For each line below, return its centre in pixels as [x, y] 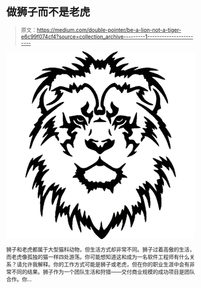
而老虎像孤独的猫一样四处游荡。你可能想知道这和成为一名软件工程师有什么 [98, 256]
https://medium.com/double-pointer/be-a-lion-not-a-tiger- [109, 30]
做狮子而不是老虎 [48, 12]
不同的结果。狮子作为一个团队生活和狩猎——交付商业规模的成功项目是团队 [103, 271]
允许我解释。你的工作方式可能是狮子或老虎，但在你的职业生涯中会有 [106, 264]
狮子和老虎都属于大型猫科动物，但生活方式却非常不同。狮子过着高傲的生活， [100, 249]
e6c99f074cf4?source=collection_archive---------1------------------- [107, 36]
